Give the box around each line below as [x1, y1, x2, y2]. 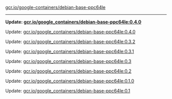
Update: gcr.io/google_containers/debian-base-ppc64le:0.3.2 [5, 39, 136, 45]
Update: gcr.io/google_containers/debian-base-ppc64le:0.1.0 [5, 78, 135, 84]
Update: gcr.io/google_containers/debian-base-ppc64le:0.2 [5, 68, 132, 74]
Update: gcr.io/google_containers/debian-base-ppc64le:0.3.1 [5, 48, 134, 54]
